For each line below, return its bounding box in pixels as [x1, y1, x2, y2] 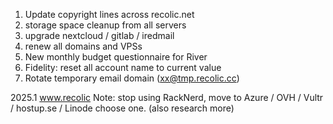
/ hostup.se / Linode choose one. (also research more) [10, 102, 235, 114]
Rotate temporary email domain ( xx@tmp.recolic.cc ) [24, 72, 240, 84]
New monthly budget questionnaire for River [24, 51, 208, 63]
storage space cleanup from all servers [24, 19, 187, 31]
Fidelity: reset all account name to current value [24, 62, 222, 73]
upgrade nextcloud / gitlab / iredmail [24, 30, 175, 41]
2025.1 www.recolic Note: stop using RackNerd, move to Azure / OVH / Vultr [10, 92, 324, 103]
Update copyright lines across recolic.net [24, 9, 195, 20]
